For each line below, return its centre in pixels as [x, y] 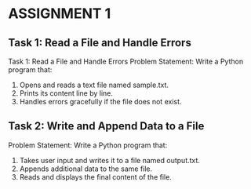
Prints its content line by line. [66, 93]
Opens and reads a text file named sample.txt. [94, 85]
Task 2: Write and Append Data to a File [106, 126]
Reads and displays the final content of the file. [96, 176]
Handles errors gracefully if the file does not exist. [100, 102]
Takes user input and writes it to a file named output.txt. [109, 160]
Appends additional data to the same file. [86, 169]
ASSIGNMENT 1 [60, 14]
